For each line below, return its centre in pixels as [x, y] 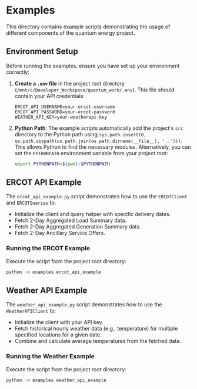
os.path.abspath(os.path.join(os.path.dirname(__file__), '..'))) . [98, 140]
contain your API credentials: [50, 96]
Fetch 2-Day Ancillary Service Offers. [60, 233]
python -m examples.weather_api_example [56, 380]
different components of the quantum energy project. [71, 32]
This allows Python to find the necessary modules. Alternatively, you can [103, 147]
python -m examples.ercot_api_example [54, 272]
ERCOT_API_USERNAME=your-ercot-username [65, 107]
